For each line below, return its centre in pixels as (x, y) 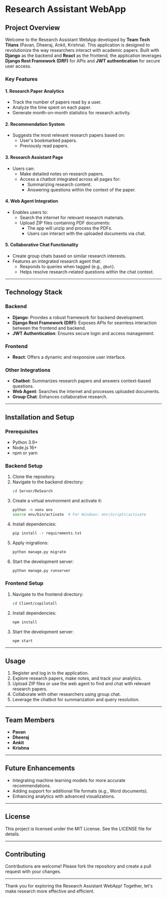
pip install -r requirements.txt (47, 533)
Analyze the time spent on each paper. (52, 107)
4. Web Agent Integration (32, 201)
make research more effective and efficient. (50, 891)
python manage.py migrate (39, 552)
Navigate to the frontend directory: (48, 594)
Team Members (30, 720)
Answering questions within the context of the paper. (81, 190)
